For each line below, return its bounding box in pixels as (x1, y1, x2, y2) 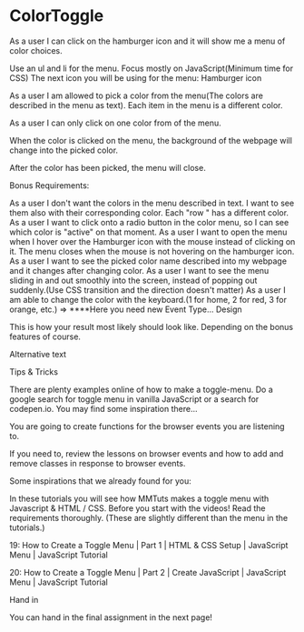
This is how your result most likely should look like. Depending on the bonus (9, 321, 293, 332)
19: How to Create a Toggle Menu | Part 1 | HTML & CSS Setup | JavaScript (9, 539, 289, 550)
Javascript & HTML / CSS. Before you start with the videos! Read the (9, 502, 266, 514)
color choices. (9, 45, 64, 55)
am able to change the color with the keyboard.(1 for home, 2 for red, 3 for (9, 294, 288, 305)
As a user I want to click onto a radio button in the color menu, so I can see (9, 216, 289, 227)
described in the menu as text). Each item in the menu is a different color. (9, 99, 283, 110)
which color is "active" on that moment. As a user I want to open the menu (9, 226, 288, 237)
